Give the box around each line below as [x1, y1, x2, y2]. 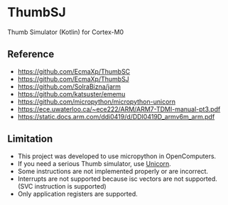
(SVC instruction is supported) [17, 182, 107, 190]
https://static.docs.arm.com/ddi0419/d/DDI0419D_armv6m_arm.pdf [17, 112, 215, 121]
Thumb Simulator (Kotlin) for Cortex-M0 [7, 28, 124, 36]
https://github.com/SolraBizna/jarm [17, 82, 121, 91]
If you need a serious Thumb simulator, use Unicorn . [17, 159, 172, 167]
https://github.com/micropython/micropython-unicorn [17, 97, 176, 106]
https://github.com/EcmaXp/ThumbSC [17, 67, 131, 75]
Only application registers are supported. [17, 189, 139, 198]
